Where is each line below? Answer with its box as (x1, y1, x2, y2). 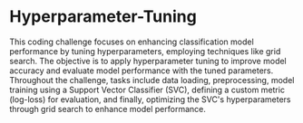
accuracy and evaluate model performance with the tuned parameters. (9, 65, 274, 76)
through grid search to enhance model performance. (9, 103, 206, 114)
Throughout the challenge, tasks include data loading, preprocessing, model (9, 74, 295, 85)
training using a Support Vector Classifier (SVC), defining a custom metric (9, 84, 286, 95)
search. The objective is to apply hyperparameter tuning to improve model (9, 55, 288, 66)
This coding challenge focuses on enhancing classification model (9, 36, 254, 47)
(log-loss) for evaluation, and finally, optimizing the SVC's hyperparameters (9, 93, 291, 105)
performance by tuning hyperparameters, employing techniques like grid (9, 45, 281, 56)
